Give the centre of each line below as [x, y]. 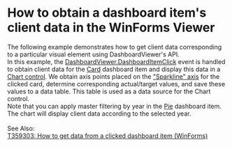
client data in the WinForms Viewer [111, 28]
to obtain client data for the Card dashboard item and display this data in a [114, 69]
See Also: [21, 128]
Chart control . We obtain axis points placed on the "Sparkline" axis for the [114, 76]
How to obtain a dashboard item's [107, 13]
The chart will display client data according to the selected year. [99, 114]
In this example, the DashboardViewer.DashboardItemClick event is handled [116, 61]
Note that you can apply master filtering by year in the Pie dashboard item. [115, 106]
